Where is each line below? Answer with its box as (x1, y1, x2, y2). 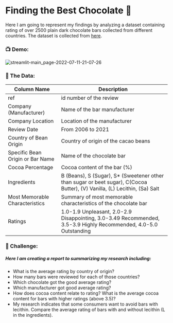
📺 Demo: (5, 46, 29, 53)
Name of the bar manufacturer (61, 105, 135, 113)
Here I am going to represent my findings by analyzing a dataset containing (5, 22, 165, 28)
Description (98, 85, 128, 93)
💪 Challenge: (5, 243, 38, 250)
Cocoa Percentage (8, 164, 54, 171)
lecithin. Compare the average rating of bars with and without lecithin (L (12, 307, 166, 313)
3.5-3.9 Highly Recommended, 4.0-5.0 (61, 221, 158, 228)
